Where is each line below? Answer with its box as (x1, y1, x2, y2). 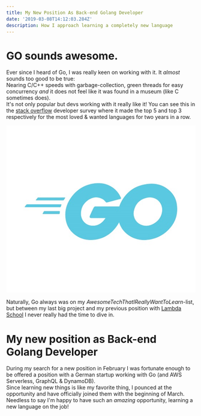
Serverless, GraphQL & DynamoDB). (6, 378, 96, 385)
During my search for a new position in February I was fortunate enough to (6, 365, 191, 372)
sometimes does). (6, 94, 51, 101)
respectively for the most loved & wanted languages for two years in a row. (6, 113, 191, 121)
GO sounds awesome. (6, 49, 118, 62)
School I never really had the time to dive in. (6, 311, 115, 318)
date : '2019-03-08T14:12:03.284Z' (6, 16, 93, 22)
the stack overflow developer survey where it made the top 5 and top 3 (6, 107, 182, 114)
